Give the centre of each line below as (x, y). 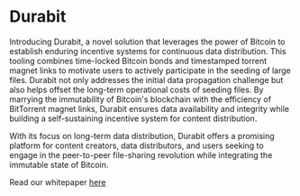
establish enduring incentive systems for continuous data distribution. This (148, 51)
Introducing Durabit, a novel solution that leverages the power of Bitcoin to (147, 42)
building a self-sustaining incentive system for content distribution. (133, 118)
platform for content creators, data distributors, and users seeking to (136, 145)
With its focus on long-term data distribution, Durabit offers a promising (142, 135)
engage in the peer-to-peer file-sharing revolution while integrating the (141, 154)
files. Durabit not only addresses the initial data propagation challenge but (146, 79)
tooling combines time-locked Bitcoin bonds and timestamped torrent (138, 61)
